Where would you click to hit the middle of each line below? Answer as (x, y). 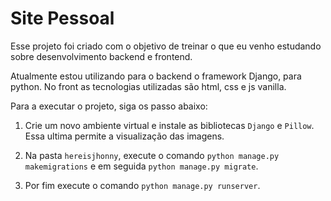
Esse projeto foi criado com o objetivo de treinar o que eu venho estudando (166, 46)
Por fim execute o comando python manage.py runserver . (142, 185)
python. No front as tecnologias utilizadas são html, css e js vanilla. (148, 86)
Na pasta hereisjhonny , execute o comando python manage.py (152, 155)
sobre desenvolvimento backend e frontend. (101, 56)
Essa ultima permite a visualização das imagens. (124, 136)
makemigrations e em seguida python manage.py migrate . (141, 166)
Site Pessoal (62, 18)
